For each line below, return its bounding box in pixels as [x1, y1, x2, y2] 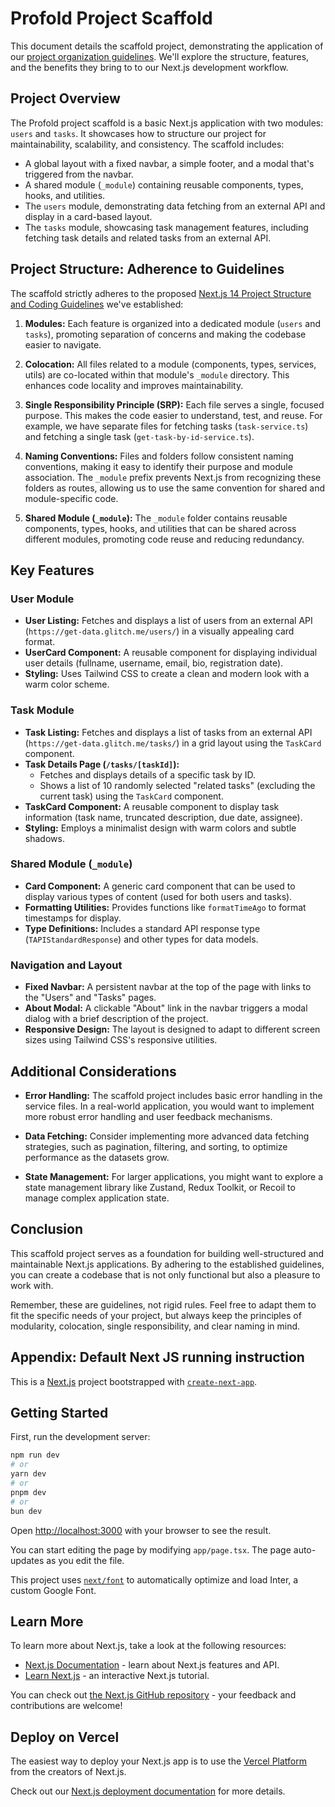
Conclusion [10, 1221, 84, 1238]
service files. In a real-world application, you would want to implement [24, 1100, 315, 1112]
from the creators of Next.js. [10, 1766, 127, 1778]
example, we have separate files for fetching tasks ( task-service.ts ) [24, 420, 309, 432]
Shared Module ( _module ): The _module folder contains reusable [24, 512, 288, 524]
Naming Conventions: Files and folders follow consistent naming [24, 450, 294, 462]
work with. [10, 1279, 54, 1291]
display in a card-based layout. [24, 210, 153, 222]
